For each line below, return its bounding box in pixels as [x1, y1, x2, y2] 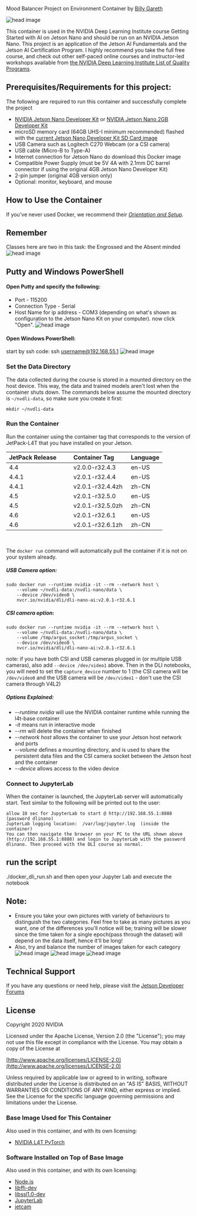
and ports [14, 740, 38, 747]
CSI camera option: [6, 609, 55, 617]
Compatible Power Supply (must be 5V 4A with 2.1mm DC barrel [14, 159, 171, 167]
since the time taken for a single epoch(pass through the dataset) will [14, 931, 183, 938]
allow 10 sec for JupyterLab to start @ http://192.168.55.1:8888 [6, 810, 172, 817]
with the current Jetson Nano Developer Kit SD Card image [14, 134, 158, 141]
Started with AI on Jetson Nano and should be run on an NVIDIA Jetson [6, 34, 179, 41]
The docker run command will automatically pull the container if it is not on [6, 547, 187, 554]
